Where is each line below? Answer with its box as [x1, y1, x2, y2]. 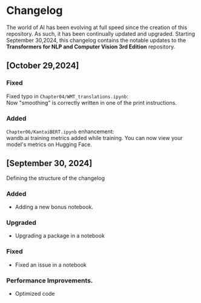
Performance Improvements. [6, 276, 93, 285]
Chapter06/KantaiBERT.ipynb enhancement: [6, 128, 114, 135]
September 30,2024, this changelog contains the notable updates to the [6, 36, 186, 44]
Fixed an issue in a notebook [15, 261, 87, 268]
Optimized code [15, 290, 56, 297]
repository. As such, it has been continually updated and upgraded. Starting [6, 30, 196, 37]
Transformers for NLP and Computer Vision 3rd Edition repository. [6, 43, 176, 50]
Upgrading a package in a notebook [15, 232, 105, 239]
